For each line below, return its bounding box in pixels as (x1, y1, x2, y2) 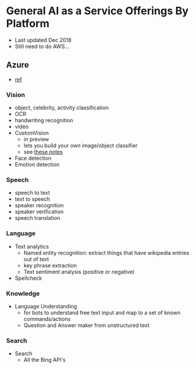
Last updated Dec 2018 (14, 36, 72, 43)
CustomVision (14, 130, 49, 137)
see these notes (23, 149, 63, 156)
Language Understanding (14, 302, 77, 310)
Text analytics (14, 242, 49, 250)
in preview (23, 135, 49, 143)
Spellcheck (14, 275, 43, 282)
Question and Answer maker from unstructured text (23, 321, 150, 329)
